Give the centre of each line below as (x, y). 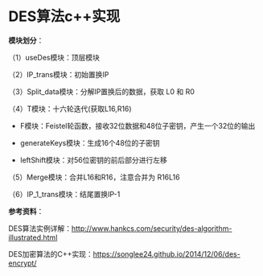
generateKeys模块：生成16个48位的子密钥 (90, 142)
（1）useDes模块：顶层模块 (54, 57)
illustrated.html (33, 237)
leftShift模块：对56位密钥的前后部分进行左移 (93, 160)
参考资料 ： (26, 211)
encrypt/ (23, 263)
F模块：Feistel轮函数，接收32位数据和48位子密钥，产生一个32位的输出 (138, 126)
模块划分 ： (26, 40)
